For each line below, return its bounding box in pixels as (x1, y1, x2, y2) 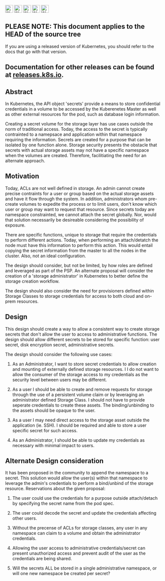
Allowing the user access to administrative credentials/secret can (12, 545, 146, 551)
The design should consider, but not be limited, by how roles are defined (5, 262, 153, 268)
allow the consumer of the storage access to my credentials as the (12, 371, 148, 377)
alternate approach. (5, 158, 45, 164)
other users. (12, 516, 37, 522)
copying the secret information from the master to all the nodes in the (5, 247, 147, 253)
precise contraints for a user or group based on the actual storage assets (5, 190, 154, 196)
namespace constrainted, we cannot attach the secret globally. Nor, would (5, 211, 157, 218)
